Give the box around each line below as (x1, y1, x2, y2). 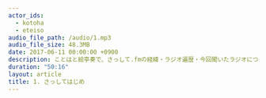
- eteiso (15, 26, 44, 34)
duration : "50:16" (8, 63, 69, 71)
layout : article (8, 70, 62, 78)
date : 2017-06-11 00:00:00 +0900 (8, 48, 119, 56)
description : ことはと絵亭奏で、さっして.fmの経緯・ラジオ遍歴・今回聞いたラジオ (8, 56, 247, 64)
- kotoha (15, 19, 44, 27)
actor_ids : (8, 11, 44, 20)
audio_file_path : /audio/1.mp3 (8, 33, 112, 42)
